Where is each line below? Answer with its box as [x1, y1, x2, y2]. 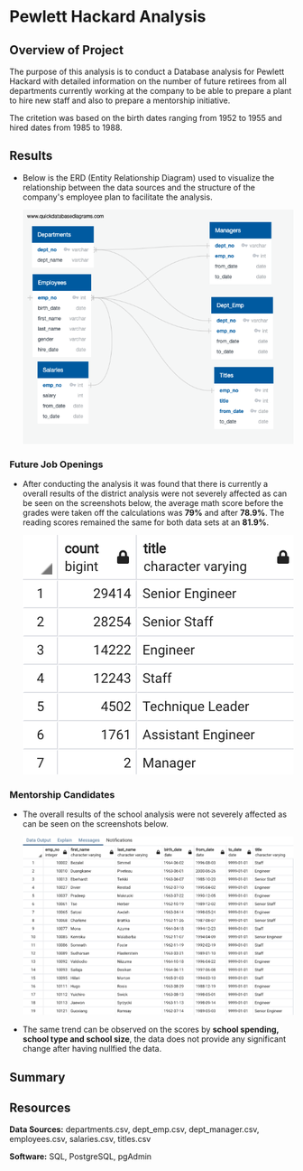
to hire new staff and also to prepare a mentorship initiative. [9, 95, 231, 106]
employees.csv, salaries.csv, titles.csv [9, 1134, 151, 1145]
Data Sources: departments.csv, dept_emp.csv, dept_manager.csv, [9, 1124, 260, 1135]
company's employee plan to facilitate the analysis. [22, 192, 214, 202]
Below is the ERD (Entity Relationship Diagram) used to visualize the [22, 172, 275, 183]
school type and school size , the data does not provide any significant [22, 1034, 287, 1045]
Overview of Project [9, 42, 124, 58]
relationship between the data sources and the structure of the [22, 182, 255, 192]
